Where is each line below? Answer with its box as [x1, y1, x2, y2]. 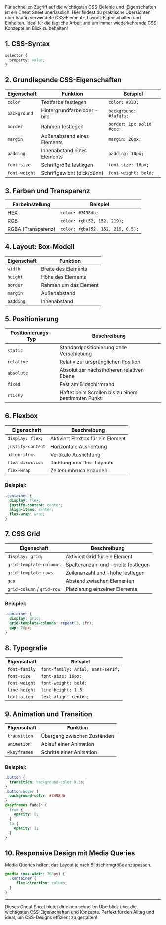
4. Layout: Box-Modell [5, 243, 75, 251]
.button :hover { [5, 789, 39, 794]
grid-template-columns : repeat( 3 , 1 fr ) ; [9, 620, 94, 626]
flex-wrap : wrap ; [9, 512, 45, 517]
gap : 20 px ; [9, 625, 32, 630]
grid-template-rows [7, 570, 53, 575]
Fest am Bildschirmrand [59, 381, 115, 388]
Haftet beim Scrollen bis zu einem [59, 389, 138, 396]
